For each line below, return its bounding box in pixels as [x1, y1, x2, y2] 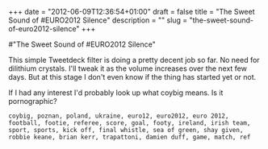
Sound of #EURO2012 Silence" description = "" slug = [8, 15, 188, 25]
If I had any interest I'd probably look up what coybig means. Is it [8, 88, 224, 97]
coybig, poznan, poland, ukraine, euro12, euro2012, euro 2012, [8, 112, 229, 120]
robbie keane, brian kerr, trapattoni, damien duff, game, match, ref [8, 133, 251, 141]
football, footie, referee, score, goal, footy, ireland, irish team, [8, 119, 251, 127]
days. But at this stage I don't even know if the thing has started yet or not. [8, 72, 257, 81]
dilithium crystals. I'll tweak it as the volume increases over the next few [8, 64, 248, 73]
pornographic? [8, 97, 58, 106]
